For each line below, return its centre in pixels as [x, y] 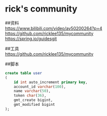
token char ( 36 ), [30, 96]
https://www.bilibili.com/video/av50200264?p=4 [54, 28]
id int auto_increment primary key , [51, 82]
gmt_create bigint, [33, 100]
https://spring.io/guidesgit [31, 38]
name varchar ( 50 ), [32, 91]
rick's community [41, 9]
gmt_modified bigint [34, 105]
